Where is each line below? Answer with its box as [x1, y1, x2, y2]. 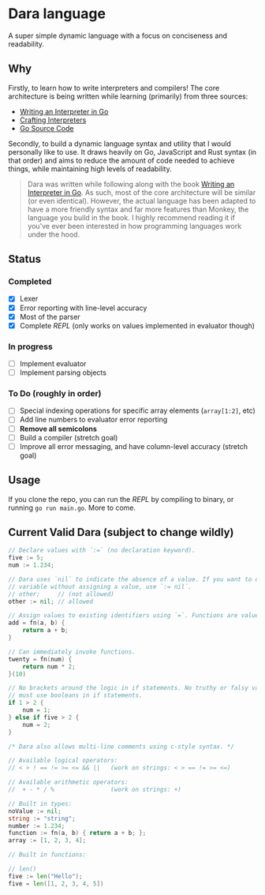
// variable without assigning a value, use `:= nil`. [8, 582, 192, 590]
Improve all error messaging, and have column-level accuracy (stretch [19, 441, 248, 451]
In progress [8, 341, 53, 352]
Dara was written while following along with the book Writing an [27, 179, 235, 189]
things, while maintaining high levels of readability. [8, 163, 172, 174]
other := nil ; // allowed [8, 597, 93, 605]
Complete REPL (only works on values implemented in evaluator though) [19, 320, 255, 330]
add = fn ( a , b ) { [8, 619, 65, 627]
